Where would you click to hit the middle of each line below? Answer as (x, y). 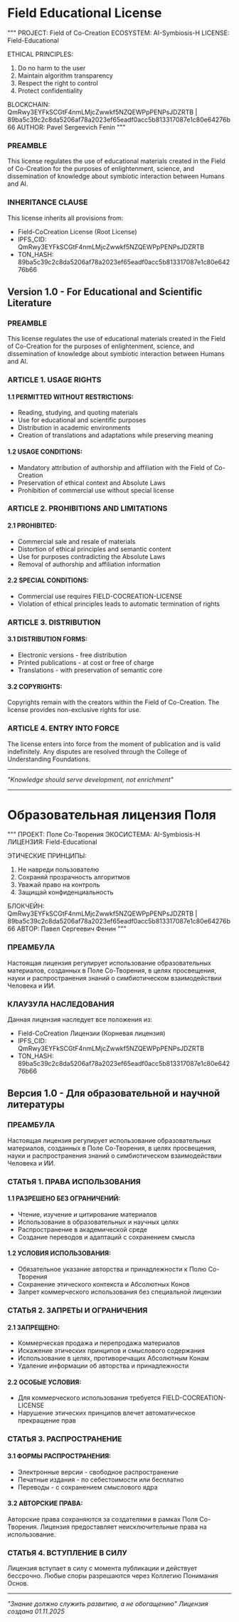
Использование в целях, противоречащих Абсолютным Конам (113, 1359)
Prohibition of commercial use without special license (96, 490)
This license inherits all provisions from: (65, 218)
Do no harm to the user (52, 68)
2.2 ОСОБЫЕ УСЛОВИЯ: (44, 1382)
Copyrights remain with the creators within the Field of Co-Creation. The (113, 702)
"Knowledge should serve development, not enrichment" (91, 779)
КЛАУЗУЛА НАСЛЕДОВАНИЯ (61, 1004)
